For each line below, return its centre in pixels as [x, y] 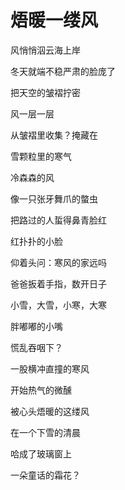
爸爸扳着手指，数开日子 [58, 283]
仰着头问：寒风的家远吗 [58, 262]
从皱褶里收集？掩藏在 [54, 135]
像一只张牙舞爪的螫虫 [54, 198]
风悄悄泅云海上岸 [45, 50]
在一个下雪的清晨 [45, 432]
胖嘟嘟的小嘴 [36, 326]
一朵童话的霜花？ [45, 475]
